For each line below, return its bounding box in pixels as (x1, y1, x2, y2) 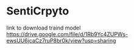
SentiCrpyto (6, 4, 69, 18)
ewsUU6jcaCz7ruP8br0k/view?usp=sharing (6, 37, 116, 44)
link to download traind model (6, 24, 81, 31)
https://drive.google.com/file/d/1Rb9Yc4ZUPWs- (6, 30, 128, 37)
